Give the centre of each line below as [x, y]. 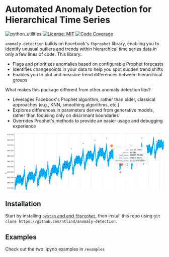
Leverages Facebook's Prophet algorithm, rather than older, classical [84, 99]
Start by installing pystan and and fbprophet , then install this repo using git [83, 216]
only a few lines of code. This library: [44, 54]
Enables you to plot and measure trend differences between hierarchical [87, 74]
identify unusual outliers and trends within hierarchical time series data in [81, 49]
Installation [23, 204]
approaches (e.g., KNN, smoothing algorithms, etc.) [66, 104]
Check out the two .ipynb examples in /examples [55, 249]
